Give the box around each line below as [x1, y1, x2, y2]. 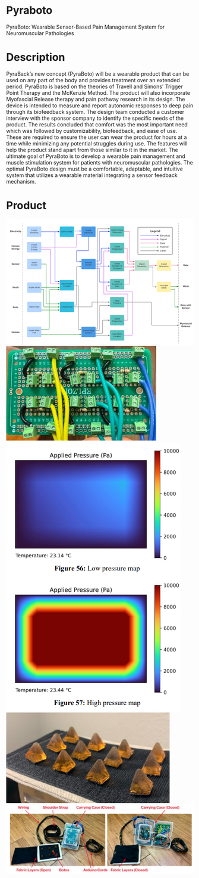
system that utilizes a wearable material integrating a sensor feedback [6, 171, 178, 179]
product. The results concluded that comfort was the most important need [6, 120, 188, 128]
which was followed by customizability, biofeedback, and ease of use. [6, 127, 178, 134]
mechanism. [6, 178, 36, 185]
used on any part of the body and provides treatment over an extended [6, 76, 180, 83]
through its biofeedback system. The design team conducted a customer [6, 108, 185, 115]
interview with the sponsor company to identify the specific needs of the [6, 114, 184, 122]
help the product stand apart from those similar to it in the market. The [6, 146, 178, 153]
